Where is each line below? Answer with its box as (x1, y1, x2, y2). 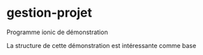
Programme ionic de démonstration (6, 28, 109, 36)
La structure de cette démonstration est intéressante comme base (6, 41, 197, 49)
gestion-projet (6, 5, 92, 21)
